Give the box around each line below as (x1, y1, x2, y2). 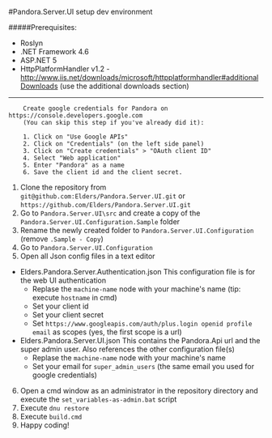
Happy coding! (19, 420, 70, 430)
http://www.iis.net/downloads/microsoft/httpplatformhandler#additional (19, 73, 259, 82)
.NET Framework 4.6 (19, 47, 89, 56)
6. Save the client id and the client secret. (23, 168, 183, 176)
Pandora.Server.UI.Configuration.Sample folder (19, 217, 181, 226)
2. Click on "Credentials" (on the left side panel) (23, 140, 205, 148)
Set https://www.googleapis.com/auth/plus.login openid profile (32, 319, 253, 328)
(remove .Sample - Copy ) (19, 234, 104, 244)
